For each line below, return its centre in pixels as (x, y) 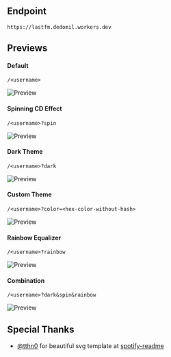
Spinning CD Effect (35, 108)
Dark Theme (25, 152)
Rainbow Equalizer (34, 238)
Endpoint (27, 11)
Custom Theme (30, 194)
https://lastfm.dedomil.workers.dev (59, 27)
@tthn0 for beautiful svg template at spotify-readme (90, 346)
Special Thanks (41, 329)
